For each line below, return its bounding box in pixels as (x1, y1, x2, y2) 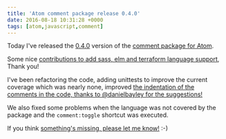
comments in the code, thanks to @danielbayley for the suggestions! (7, 90, 203, 98)
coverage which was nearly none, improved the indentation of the (7, 83, 195, 92)
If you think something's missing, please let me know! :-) (7, 125, 168, 133)
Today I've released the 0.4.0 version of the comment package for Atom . (7, 42, 214, 50)
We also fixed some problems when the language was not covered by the (7, 104, 216, 112)
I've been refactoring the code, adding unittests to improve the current (7, 76, 208, 84)
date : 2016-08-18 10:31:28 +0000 (7, 17, 104, 23)
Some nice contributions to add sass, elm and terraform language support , (7, 55, 220, 63)
